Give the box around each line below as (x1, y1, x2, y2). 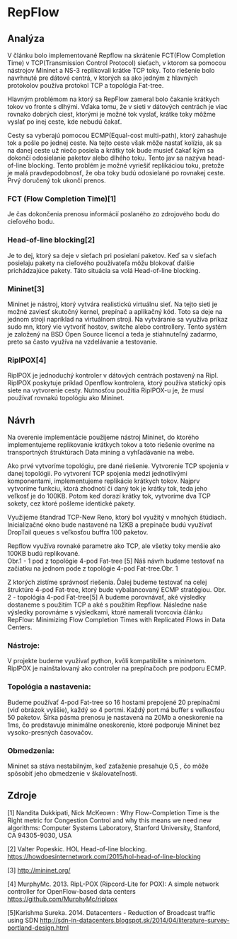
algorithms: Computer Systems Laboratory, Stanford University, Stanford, (7, 823, 221, 832)
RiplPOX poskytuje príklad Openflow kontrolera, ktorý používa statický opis (7, 379, 226, 387)
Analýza (7, 33, 45, 45)
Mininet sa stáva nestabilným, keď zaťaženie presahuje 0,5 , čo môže (7, 762, 209, 770)
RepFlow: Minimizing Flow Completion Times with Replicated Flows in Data (7, 616, 226, 624)
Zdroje (7, 790, 37, 802)
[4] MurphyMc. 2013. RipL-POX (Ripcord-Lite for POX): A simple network (7, 880, 219, 888)
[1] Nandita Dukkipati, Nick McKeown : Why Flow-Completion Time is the (7, 808, 220, 817)
